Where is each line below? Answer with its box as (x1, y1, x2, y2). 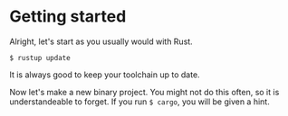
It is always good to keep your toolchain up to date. (9, 69, 201, 80)
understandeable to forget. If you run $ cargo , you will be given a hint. (9, 96, 270, 107)
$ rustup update (9, 53, 71, 62)
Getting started (9, 6, 127, 27)
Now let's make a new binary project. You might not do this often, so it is (9, 86, 280, 97)
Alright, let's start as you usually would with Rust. (9, 36, 193, 47)
